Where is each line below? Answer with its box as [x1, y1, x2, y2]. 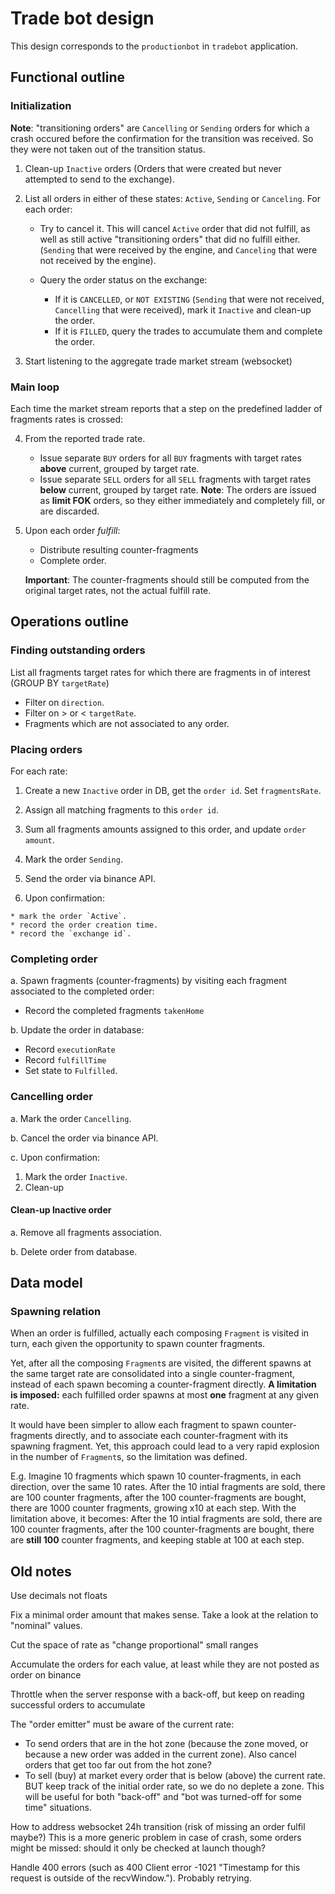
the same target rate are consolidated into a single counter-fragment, [10, 1368, 296, 1380]
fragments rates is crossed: [10, 413, 124, 425]
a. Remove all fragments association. [10, 1226, 162, 1238]
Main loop [10, 380, 60, 394]
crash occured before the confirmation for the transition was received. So [10, 132, 314, 144]
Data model [10, 1275, 83, 1292]
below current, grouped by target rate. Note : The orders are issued [39, 483, 317, 496]
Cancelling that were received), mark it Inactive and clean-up [54, 303, 312, 316]
